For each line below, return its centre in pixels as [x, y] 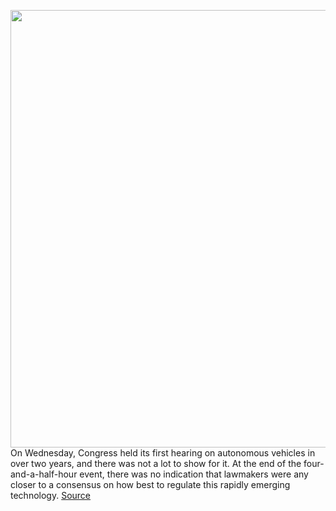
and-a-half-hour [44, 474]
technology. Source [51, 495]
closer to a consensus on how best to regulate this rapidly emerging [150, 484]
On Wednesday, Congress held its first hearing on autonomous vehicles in [163, 453]
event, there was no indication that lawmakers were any [194, 474]
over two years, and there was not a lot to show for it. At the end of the [156, 463]
